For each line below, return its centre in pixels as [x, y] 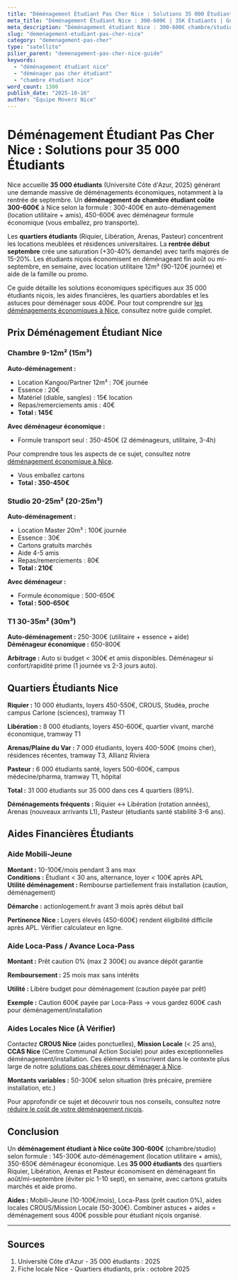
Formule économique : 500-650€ [66, 595]
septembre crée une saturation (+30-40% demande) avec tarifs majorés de [118, 251]
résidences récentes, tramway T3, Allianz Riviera [79, 755]
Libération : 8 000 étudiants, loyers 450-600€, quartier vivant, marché [110, 727]
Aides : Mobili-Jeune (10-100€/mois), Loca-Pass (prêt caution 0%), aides [114, 1200]
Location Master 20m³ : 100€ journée [72, 530]
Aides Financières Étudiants [71, 834]
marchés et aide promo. [42, 1186]
